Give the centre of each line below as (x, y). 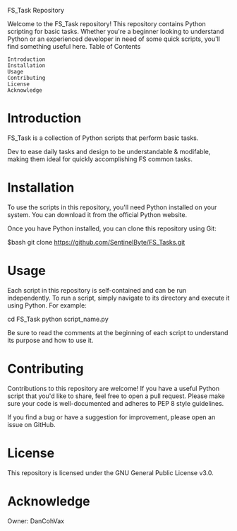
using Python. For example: (47, 305)
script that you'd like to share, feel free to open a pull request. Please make (116, 396)
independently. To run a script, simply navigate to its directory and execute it (119, 298)
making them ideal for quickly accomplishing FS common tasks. (100, 159)
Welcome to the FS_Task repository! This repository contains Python (107, 24)
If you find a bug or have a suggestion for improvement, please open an (111, 417)
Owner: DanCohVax (36, 521)
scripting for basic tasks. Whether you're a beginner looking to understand (116, 31)
